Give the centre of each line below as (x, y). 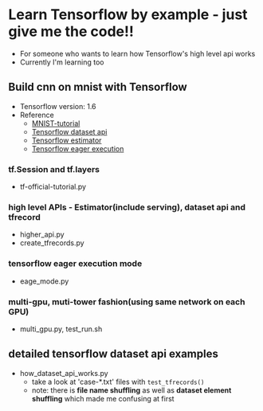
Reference (37, 115)
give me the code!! (71, 31)
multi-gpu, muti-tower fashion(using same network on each (127, 302)
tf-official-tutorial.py (53, 187)
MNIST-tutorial (56, 123)
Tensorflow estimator (67, 140)
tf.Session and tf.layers (54, 169)
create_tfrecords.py (52, 243)
